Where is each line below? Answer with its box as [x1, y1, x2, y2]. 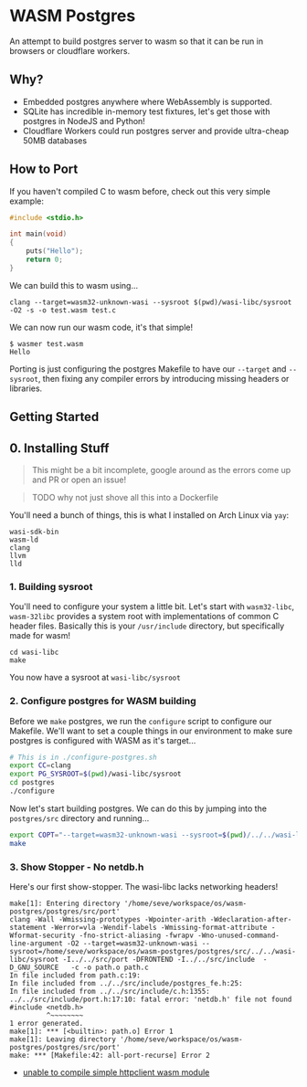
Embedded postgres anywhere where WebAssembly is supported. [22, 96, 272, 107]
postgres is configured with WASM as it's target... [9, 734, 196, 745]
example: [9, 195, 44, 206]
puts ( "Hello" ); [26, 247, 84, 256]
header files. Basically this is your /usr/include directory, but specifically [9, 620, 285, 631]
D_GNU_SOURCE [9, 963, 59, 973]
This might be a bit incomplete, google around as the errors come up [31, 465, 291, 476]
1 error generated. [9, 1019, 84, 1029]
